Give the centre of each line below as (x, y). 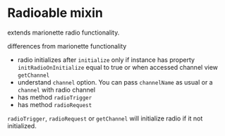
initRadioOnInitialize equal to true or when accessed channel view (118, 67)
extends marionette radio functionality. (63, 32)
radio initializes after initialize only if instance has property (106, 60)
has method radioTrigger (55, 97)
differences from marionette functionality (67, 46)
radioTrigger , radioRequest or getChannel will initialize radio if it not (105, 118)
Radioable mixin (55, 13)
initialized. (22, 125)
